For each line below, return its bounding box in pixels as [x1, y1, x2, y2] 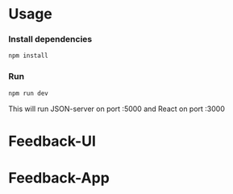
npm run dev [8, 89, 48, 97]
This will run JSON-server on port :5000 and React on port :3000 [8, 104, 226, 114]
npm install [8, 52, 48, 60]
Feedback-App [8, 168, 110, 187]
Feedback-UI [8, 132, 97, 150]
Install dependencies [8, 34, 93, 45]
